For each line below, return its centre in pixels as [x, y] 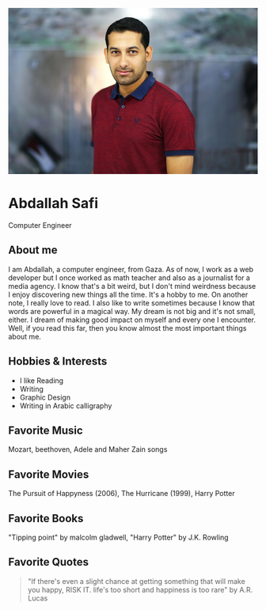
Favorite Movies [49, 474]
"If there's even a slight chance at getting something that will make [136, 581]
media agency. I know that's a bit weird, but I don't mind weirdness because [132, 286]
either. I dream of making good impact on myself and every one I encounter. [132, 320]
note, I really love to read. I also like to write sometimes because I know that [131, 303]
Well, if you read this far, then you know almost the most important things [127, 328]
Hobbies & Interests [58, 361]
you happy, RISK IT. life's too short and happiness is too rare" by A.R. [140, 589]
